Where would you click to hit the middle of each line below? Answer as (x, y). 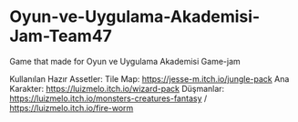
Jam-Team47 (61, 36)
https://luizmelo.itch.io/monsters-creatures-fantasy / (108, 98)
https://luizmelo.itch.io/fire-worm (72, 107)
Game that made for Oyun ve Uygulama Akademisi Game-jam (125, 61)
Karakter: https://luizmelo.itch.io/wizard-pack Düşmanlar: (117, 88)
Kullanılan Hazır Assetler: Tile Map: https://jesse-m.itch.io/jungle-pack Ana (149, 78)
